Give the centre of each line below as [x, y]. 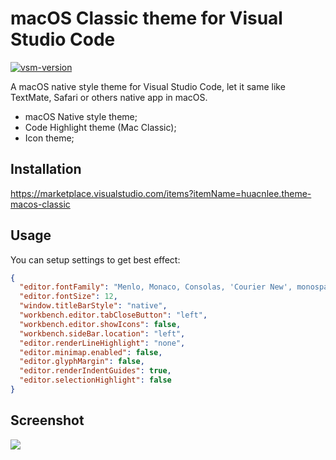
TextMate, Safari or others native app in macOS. [109, 97]
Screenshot [47, 420]
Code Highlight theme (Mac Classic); [100, 127]
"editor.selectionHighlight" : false [95, 380]
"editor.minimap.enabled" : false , [91, 352]
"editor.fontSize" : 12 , [68, 297]
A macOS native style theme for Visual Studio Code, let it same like [148, 86]
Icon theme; [49, 138]
